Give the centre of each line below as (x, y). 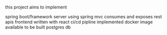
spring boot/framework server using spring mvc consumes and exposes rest (83, 17)
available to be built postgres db (38, 27)
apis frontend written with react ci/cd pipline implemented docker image (79, 22)
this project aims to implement (36, 7)
